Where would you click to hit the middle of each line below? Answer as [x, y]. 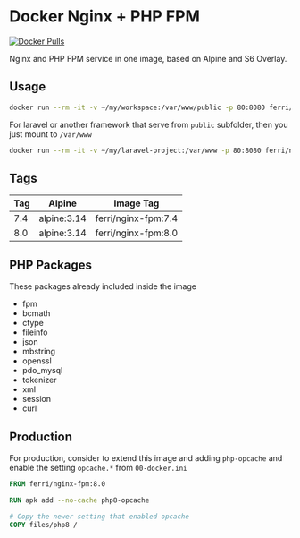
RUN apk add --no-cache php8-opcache [79, 500]
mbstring [39, 352]
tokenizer [39, 380]
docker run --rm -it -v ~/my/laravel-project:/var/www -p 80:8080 [135, 150]
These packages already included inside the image [103, 286]
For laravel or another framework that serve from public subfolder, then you [149, 124]
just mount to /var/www [50, 134]
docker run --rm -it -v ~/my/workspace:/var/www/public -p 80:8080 [137, 107]
